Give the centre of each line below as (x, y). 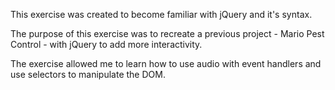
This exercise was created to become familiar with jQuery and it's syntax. (161, 14)
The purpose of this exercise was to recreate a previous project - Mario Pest (167, 33)
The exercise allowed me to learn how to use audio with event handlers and (166, 63)
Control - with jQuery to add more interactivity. (106, 44)
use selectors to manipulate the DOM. (88, 74)
